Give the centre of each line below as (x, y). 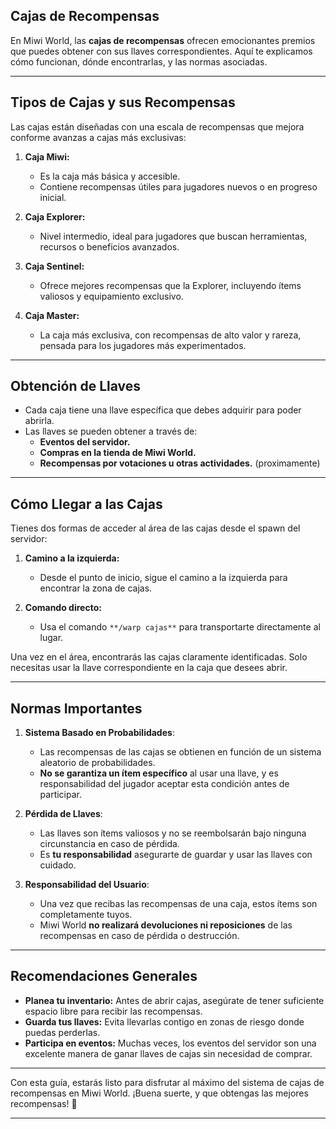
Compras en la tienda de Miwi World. (118, 453)
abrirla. (39, 421)
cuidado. (58, 865)
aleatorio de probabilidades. (97, 763)
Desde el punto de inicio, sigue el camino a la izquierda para (163, 578)
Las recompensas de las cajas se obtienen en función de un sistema (180, 752)
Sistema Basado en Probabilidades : (99, 733)
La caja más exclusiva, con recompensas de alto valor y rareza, (170, 335)
